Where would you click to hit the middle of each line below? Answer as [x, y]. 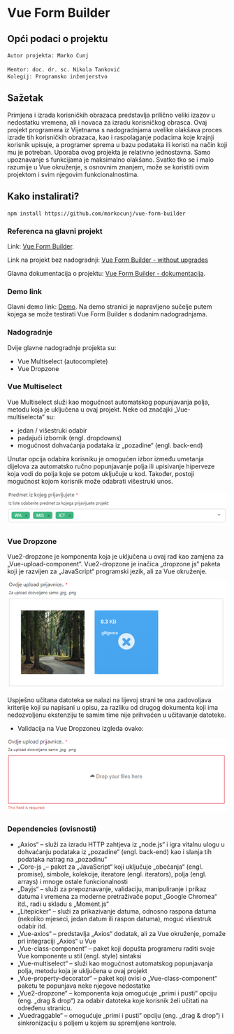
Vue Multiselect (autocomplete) [63, 361]
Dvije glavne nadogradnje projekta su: [62, 347]
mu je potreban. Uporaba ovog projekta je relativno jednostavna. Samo [109, 152]
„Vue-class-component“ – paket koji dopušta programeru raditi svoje [116, 948]
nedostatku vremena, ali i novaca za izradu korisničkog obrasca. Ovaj [107, 122]
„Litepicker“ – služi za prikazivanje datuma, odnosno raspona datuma [117, 911]
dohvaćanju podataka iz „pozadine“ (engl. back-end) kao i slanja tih [114, 851]
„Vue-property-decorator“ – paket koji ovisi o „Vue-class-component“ [117, 978]
